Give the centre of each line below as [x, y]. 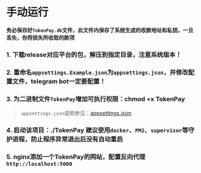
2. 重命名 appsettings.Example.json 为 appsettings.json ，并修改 [97, 72]
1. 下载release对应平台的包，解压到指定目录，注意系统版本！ [94, 55]
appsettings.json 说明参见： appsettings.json [76, 113]
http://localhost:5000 [39, 164]
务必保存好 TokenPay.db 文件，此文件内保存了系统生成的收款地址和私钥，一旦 [100, 30]
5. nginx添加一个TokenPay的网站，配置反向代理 [76, 157]
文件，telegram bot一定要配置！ [59, 81]
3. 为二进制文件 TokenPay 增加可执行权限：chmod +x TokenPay [96, 99]
